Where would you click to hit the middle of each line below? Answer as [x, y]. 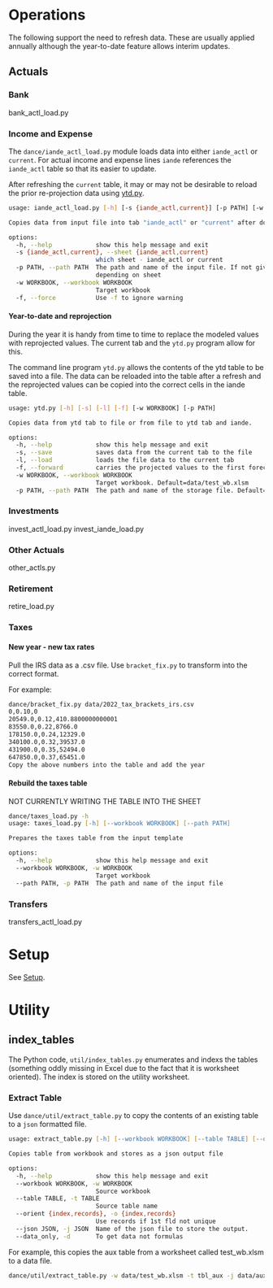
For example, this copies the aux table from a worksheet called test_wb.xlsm [136, 1252]
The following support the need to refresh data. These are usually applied [132, 37]
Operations [47, 15]
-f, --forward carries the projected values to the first [130, 468]
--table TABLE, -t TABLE [58, 1199]
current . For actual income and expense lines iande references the [120, 159]
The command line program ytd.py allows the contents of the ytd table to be [136, 367]
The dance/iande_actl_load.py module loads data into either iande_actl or [133, 151]
